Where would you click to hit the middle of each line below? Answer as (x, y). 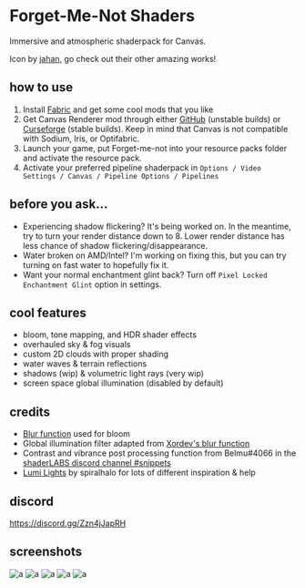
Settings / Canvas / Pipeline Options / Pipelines (121, 176)
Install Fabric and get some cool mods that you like (118, 109)
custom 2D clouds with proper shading (95, 354)
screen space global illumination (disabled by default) (123, 383)
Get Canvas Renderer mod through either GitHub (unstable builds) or (152, 119)
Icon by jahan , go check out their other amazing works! (113, 58)
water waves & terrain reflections (85, 364)
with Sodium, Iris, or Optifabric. (81, 139)
